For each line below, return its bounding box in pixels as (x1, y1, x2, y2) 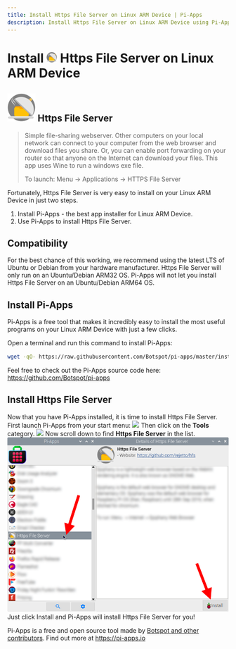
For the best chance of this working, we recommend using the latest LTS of (7, 256, 225, 264)
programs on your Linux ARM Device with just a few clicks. (7, 325, 178, 334)
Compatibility (7, 237, 68, 249)
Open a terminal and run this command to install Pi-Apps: (7, 339, 173, 347)
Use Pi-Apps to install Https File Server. (17, 217, 132, 225)
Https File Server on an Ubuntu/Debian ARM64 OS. (7, 278, 155, 287)
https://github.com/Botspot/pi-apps (7, 373, 110, 382)
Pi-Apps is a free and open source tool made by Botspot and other (7, 626, 199, 635)
